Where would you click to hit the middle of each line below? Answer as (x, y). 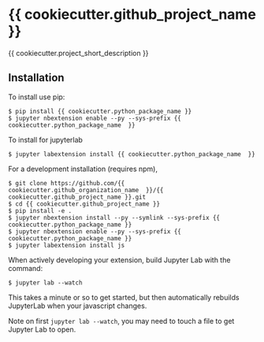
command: (26, 268)
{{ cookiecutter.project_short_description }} (78, 53)
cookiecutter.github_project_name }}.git (77, 197)
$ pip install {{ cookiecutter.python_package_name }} (100, 111)
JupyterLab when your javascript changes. (78, 306)
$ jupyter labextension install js (67, 245)
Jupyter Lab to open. (42, 329)
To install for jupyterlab (45, 139)
